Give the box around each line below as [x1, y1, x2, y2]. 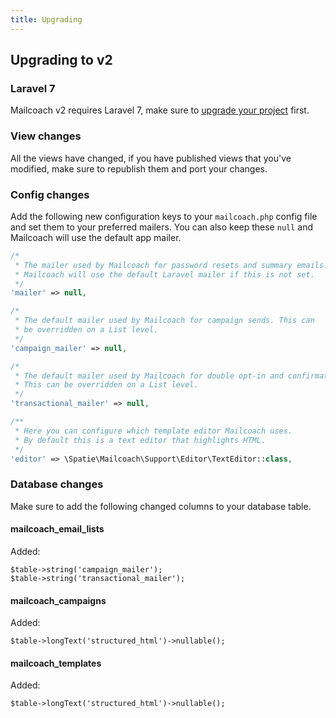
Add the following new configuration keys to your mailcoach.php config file [10, 210, 318, 222]
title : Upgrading [10, 14, 83, 25]
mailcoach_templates [10, 657, 102, 669]
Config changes [10, 187, 90, 201]
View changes [10, 129, 82, 143]
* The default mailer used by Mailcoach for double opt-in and [14, 371, 284, 381]
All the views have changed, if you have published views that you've [10, 152, 292, 164]
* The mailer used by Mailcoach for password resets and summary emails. [14, 260, 329, 270]
